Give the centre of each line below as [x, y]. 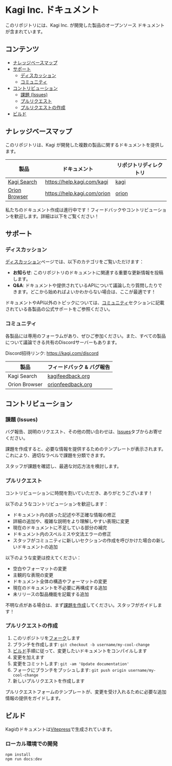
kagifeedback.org [69, 376]
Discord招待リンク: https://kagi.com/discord [52, 353]
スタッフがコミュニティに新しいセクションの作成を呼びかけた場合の [84, 540]
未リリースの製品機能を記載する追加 [51, 594]
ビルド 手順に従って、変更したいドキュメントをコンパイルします [80, 651]
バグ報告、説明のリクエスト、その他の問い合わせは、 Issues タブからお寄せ [84, 432]
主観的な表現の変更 [33, 575]
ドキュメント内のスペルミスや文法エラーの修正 [62, 534]
